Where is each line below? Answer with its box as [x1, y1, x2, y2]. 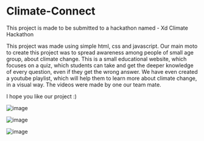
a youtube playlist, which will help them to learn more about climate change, [6, 74, 197, 82]
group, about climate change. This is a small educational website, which [6, 55, 187, 62]
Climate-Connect [6, 4, 96, 18]
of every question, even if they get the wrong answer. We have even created [6, 68, 198, 75]
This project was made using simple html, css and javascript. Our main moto [6, 42, 198, 50]
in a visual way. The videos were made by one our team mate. [6, 80, 161, 88]
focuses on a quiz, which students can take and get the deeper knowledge [6, 62, 194, 69]
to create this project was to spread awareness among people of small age [6, 48, 194, 56]
